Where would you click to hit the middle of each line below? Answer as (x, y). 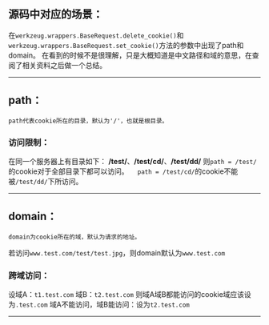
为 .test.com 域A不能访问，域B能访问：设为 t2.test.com (99, 305)
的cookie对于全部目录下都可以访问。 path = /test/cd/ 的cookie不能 (123, 171)
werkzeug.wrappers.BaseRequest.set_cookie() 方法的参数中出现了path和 (126, 45)
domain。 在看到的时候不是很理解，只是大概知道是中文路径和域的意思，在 (130, 55)
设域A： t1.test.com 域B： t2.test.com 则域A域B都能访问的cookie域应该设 (130, 295)
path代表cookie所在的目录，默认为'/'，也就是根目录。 (88, 121)
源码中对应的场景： (56, 14)
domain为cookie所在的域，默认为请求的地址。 (75, 237)
